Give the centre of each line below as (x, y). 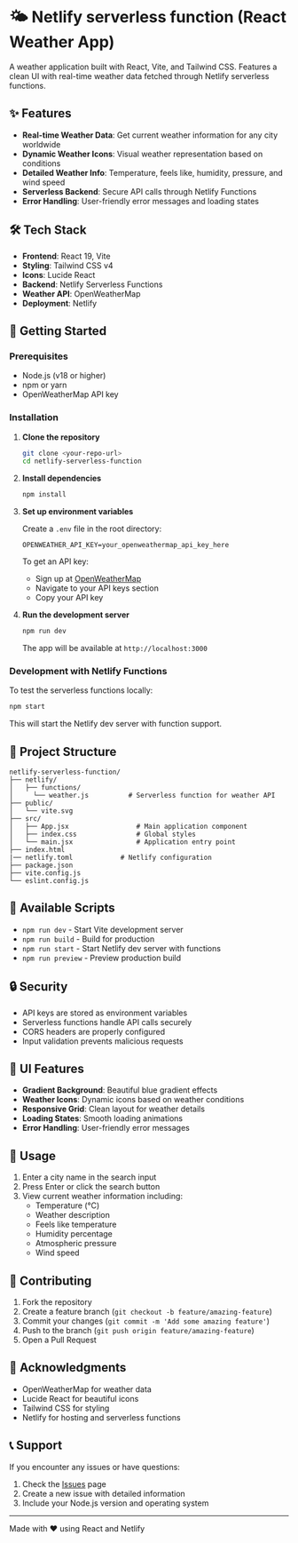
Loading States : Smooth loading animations (102, 1118)
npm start (27, 707)
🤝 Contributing (51, 1281)
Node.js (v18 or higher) (64, 376)
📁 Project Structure (63, 752)
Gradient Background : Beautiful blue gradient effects (120, 1090)
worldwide (41, 144)
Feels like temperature (76, 1225)
